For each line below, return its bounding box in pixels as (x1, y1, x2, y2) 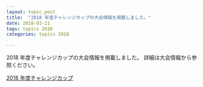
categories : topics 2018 (6, 31, 69, 37)
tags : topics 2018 (6, 25, 53, 32)
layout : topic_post (6, 8, 56, 15)
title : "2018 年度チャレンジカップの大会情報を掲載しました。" (6, 14, 151, 21)
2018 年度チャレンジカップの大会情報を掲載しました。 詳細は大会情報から (6, 54, 192, 61)
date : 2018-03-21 (6, 20, 50, 26)
